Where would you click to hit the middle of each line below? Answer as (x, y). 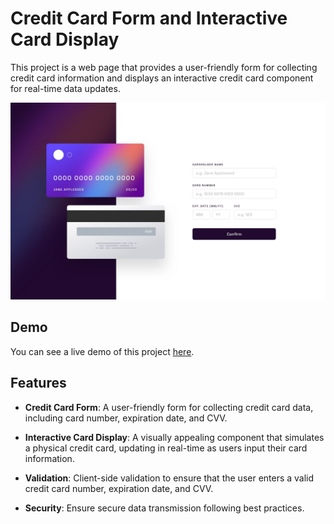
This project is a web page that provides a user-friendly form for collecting (164, 67)
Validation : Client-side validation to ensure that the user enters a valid (169, 478)
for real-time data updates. (65, 88)
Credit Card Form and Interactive (149, 18)
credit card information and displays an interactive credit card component (162, 78)
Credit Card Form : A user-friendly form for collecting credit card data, (169, 407)
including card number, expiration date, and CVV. (126, 418)
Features (38, 383)
